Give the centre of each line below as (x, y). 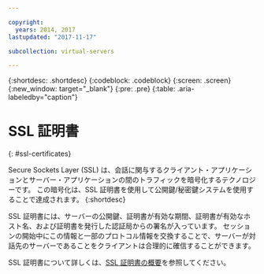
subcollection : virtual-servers (61, 51)
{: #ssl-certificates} (40, 154)
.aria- (186, 89)
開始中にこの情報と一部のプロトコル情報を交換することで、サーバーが (136, 236)
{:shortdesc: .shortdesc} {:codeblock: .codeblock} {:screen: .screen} (120, 80)
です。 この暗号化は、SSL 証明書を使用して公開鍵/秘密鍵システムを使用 (130, 190)
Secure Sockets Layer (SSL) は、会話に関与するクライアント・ (110, 170)
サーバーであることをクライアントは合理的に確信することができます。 (142, 246)
